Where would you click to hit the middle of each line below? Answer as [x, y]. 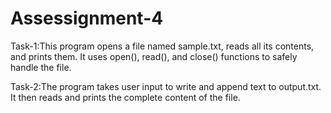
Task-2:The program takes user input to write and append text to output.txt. [166, 86]
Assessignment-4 [87, 18]
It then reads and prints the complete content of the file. [125, 97]
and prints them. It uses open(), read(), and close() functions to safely [154, 56]
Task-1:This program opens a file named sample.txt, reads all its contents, [162, 46]
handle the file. [41, 67]
